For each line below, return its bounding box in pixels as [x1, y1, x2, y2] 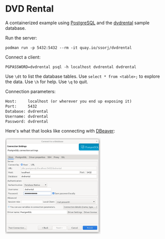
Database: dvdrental [5, 109, 49, 114]
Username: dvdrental [5, 114, 49, 119]
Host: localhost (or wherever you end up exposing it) [5, 99, 132, 104]
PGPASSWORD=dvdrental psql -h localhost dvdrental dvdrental [5, 64, 137, 70]
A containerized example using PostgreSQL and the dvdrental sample [5, 20, 150, 26]
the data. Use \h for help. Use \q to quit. [5, 79, 88, 85]
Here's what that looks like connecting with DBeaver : [5, 128, 115, 134]
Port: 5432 [5, 104, 37, 109]
